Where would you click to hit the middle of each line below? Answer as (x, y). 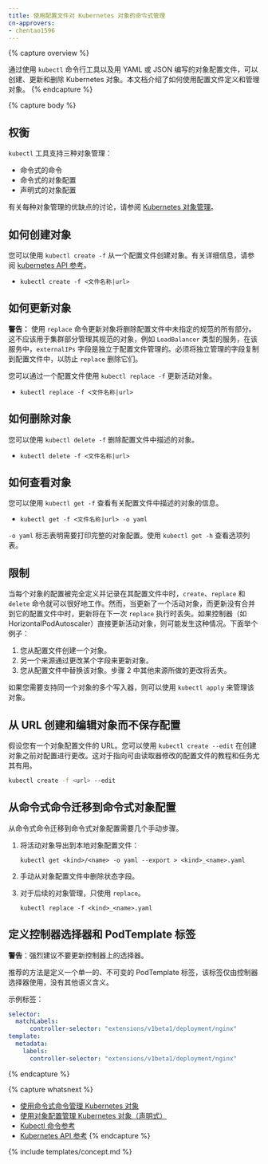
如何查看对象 (40, 483)
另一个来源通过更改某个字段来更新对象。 (86, 661)
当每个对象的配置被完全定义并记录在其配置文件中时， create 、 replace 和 (127, 594)
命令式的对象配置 (48, 180)
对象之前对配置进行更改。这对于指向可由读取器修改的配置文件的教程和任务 (130, 756)
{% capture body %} (42, 105)
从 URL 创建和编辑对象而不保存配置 (95, 725)
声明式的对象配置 (48, 190)
